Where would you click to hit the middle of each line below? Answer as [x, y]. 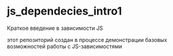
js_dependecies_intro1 [65, 11]
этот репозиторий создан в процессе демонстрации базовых [87, 40]
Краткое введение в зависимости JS [55, 28]
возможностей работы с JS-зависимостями [65, 46]
